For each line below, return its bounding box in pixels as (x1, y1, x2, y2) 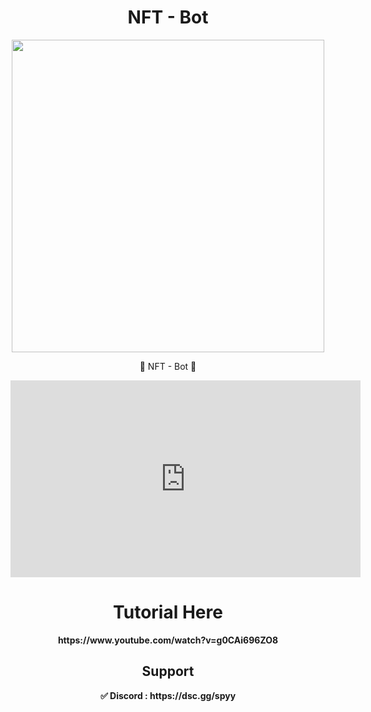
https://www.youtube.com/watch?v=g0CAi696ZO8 (57, 634, 279, 646)
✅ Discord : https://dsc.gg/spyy (99, 689, 237, 701)
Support (141, 663, 195, 680)
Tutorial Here (113, 601, 223, 624)
